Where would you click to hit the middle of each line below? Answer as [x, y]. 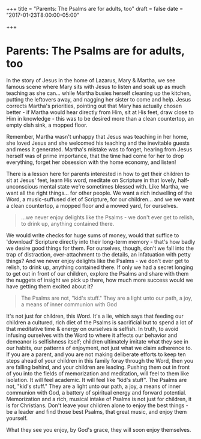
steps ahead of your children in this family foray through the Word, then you [100, 360]
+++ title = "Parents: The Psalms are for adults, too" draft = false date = [95, 9]
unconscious [22, 186]
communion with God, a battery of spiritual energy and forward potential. [97, 392]
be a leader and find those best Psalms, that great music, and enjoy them [97, 411]
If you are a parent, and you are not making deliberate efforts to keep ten [96, 354]
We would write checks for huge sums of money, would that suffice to [93, 235]
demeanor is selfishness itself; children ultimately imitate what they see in [97, 341]
